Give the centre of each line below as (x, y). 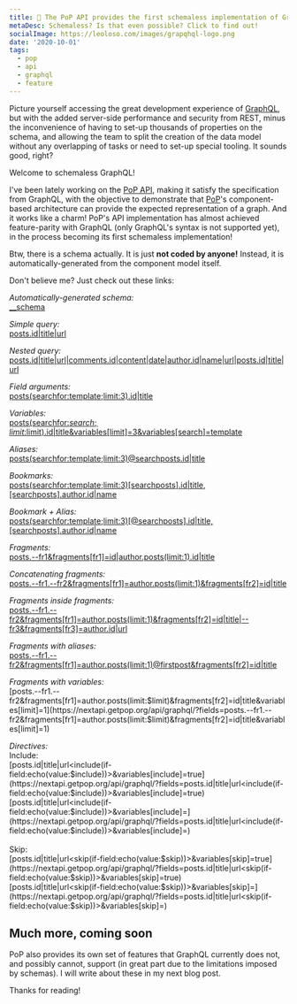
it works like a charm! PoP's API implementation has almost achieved (134, 218)
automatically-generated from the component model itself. (115, 263)
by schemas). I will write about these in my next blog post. (115, 973)
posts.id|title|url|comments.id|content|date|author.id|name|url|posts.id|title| (147, 360)
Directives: (29, 746)
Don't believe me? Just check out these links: (92, 280)
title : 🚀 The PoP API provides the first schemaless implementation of (144, 17)
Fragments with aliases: (53, 646)
